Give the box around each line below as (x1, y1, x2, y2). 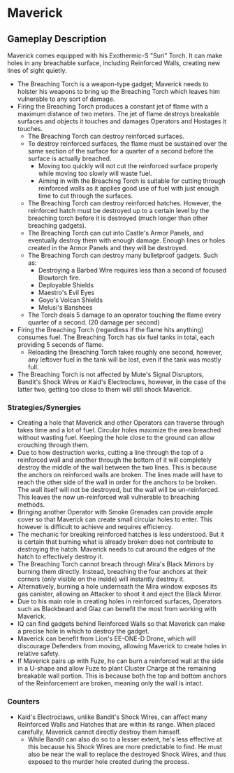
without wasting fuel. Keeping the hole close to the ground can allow (17, 433, 215, 442)
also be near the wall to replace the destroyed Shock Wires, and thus (27, 750, 227, 758)
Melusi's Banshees (38, 303, 93, 311)
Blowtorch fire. (38, 273, 81, 282)
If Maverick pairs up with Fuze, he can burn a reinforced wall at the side (17, 657, 224, 665)
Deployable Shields (38, 281, 94, 289)
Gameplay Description (7, 33, 107, 45)
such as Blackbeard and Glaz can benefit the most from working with (17, 605, 217, 613)
